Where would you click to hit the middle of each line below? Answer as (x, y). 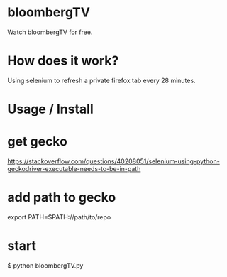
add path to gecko (62, 198)
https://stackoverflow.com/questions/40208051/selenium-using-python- (113, 161)
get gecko (37, 142)
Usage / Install (50, 109)
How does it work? (63, 61)
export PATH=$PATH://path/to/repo (59, 217)
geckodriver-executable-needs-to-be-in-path (74, 169)
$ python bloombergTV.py (45, 265)
